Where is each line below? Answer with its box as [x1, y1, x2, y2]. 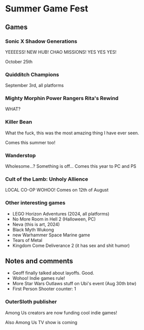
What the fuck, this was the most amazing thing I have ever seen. [5, 130, 140, 136]
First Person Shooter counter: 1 [12, 286, 76, 292]
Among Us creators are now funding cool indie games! [5, 310, 117, 316]
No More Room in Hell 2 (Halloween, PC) [12, 216, 96, 222]
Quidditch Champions [5, 71, 59, 78]
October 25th [5, 58, 33, 65]
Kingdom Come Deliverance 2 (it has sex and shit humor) [12, 242, 130, 248]
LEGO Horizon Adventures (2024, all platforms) [12, 211, 110, 217]
